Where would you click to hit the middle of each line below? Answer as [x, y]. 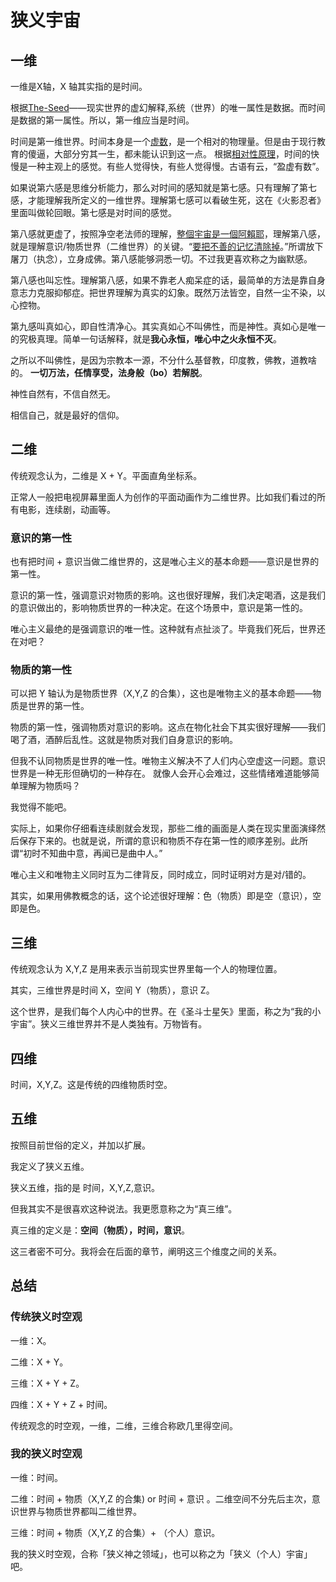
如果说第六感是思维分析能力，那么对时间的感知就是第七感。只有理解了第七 [163, 187]
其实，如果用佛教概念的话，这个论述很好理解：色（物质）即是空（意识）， [161, 896]
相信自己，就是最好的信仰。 [67, 415]
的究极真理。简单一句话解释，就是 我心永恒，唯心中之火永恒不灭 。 [146, 339]
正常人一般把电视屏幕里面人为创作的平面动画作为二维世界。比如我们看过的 [163, 497]
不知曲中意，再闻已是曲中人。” [101, 853]
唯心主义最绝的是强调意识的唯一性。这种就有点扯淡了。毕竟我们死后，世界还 [168, 629]
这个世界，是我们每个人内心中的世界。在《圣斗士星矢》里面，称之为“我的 [161, 1012]
